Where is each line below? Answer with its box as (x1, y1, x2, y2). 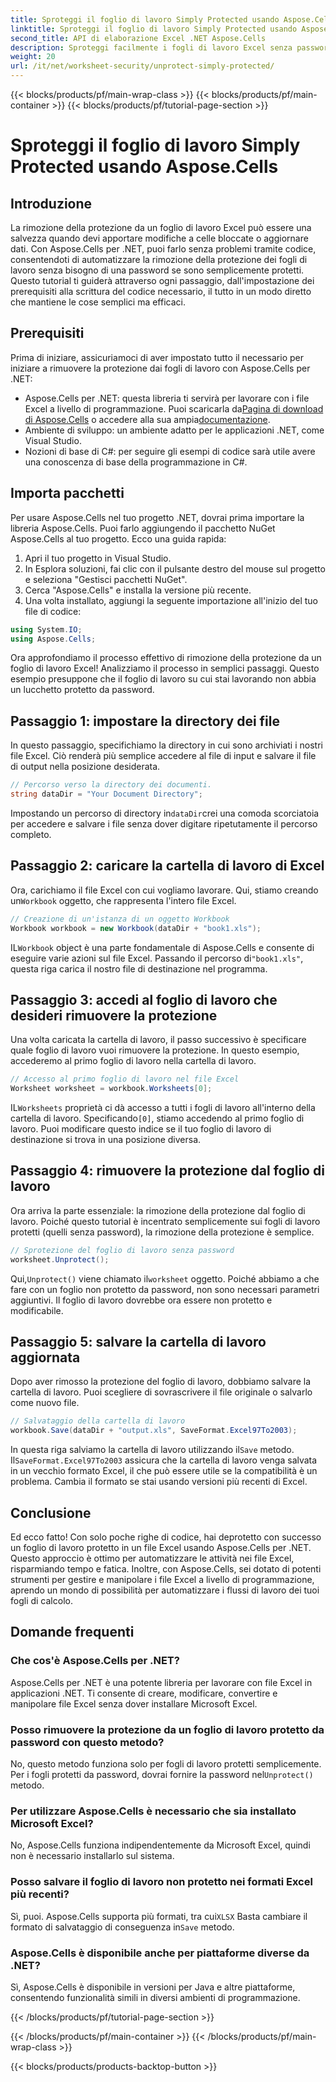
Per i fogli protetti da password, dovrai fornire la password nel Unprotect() (10, 1768, 314, 1780)
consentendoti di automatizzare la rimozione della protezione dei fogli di (10, 254, 308, 265)
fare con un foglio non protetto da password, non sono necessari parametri (10, 1283, 320, 1295)
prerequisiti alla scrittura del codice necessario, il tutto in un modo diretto (10, 286, 312, 297)
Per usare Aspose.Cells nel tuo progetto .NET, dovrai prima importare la (10, 511, 305, 523)
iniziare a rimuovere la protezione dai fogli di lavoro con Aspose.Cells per (10, 362, 311, 374)
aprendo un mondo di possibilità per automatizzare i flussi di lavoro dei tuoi (10, 1584, 320, 1596)
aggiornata (10, 1349, 81, 1366)
